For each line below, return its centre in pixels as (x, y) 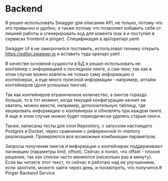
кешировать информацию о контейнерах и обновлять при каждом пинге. (84, 111)
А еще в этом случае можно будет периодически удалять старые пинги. (83, 116)
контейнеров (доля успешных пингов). (47, 85)
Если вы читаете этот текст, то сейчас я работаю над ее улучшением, (80, 162)
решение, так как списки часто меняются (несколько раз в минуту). (79, 157)
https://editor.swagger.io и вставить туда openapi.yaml (63, 54)
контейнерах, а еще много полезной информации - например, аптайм (81, 79)
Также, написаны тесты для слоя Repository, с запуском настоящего (79, 126)
